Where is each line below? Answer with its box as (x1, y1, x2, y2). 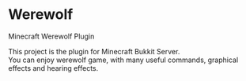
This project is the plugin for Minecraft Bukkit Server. (8, 46, 180, 56)
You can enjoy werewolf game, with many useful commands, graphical (8, 55, 239, 64)
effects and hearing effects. (8, 63, 99, 72)
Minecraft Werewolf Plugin (8, 31, 95, 41)
